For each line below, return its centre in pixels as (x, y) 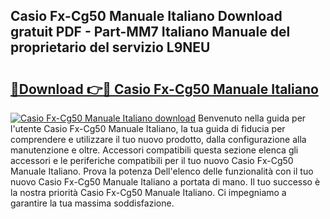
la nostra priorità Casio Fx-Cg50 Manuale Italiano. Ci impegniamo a (148, 192)
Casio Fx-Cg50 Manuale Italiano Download (146, 16)
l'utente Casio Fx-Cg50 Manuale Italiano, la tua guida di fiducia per (148, 128)
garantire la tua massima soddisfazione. (92, 203)
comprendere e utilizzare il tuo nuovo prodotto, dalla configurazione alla (158, 139)
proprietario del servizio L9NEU (110, 47)
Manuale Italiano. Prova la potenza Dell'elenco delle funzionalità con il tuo (162, 171)
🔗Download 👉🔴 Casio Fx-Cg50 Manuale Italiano (164, 89)
